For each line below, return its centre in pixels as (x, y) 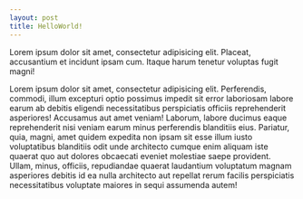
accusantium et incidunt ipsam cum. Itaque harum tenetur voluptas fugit (144, 62)
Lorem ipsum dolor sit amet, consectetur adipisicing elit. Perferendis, (138, 89)
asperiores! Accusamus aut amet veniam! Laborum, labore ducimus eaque (148, 118)
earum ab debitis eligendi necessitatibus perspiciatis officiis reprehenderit (147, 108)
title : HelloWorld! (46, 26)
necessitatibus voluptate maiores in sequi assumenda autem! (123, 185)
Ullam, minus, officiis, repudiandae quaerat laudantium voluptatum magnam (151, 166)
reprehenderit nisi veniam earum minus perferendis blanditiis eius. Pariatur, (150, 127)
